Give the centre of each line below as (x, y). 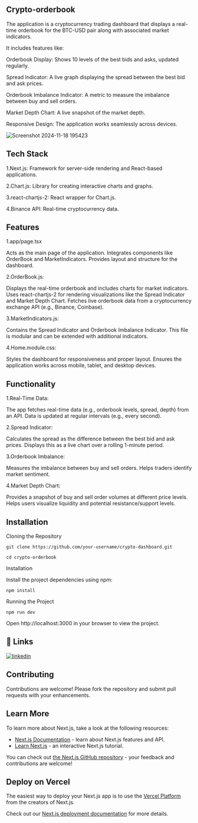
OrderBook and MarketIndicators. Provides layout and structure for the (92, 259)
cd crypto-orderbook (32, 557)
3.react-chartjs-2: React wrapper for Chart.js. (61, 197)
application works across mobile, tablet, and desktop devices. (81, 365)
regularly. (18, 66)
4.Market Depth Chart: (33, 486)
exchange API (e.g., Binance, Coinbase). (55, 307)
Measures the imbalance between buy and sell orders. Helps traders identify (99, 468)
